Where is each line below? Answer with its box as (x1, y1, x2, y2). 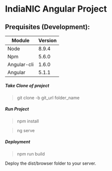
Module (11, 37, 30, 44)
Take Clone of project (5, 83, 49, 88)
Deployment (5, 138, 31, 144)
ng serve (16, 127, 35, 133)
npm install (16, 118, 39, 124)
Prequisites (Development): (5, 23, 90, 31)
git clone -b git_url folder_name (16, 95, 80, 101)
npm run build (16, 151, 45, 156)
